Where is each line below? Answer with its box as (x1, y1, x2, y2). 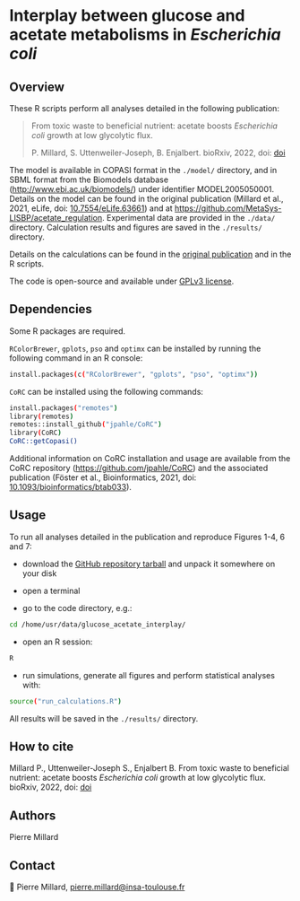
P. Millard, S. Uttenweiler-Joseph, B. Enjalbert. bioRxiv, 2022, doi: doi (30, 147, 286, 158)
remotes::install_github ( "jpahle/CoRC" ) (9, 420, 163, 429)
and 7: (9, 540, 33, 552)
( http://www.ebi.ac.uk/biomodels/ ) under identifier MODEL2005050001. (9, 184, 275, 194)
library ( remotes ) (9, 412, 74, 421)
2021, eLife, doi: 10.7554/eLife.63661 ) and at (9, 203, 173, 214)
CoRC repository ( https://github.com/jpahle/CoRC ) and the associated (9, 463, 269, 474)
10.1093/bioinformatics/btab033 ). (9, 482, 133, 493)
